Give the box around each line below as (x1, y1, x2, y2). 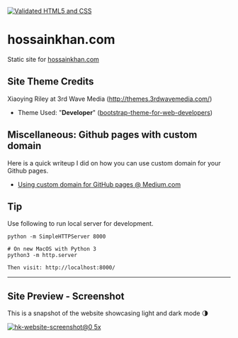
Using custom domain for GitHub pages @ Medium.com (17, 180, 181, 188)
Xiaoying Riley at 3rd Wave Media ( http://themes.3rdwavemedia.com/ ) (7, 94, 212, 103)
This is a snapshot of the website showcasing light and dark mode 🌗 (7, 309, 209, 317)
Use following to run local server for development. (7, 219, 154, 228)
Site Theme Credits (7, 75, 94, 88)
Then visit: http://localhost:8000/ (7, 264, 115, 271)
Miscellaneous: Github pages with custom (7, 129, 198, 141)
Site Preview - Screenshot (7, 290, 125, 302)
